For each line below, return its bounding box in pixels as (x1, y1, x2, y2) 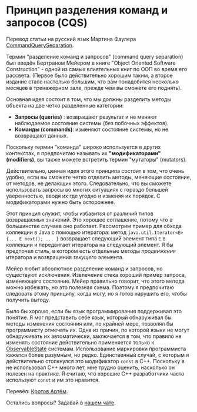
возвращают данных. (14, 132, 69, 139)
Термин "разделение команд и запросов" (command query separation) (6, 53, 183, 60)
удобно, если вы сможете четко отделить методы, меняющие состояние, (6, 173, 192, 180)
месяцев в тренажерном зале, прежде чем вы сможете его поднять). (6, 84, 182, 91)
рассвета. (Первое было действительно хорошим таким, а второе (6, 72, 173, 79)
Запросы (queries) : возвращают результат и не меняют (14, 113, 158, 120)
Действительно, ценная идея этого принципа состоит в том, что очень (6, 167, 184, 174)
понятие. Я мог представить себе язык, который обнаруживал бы (6, 314, 172, 321)
